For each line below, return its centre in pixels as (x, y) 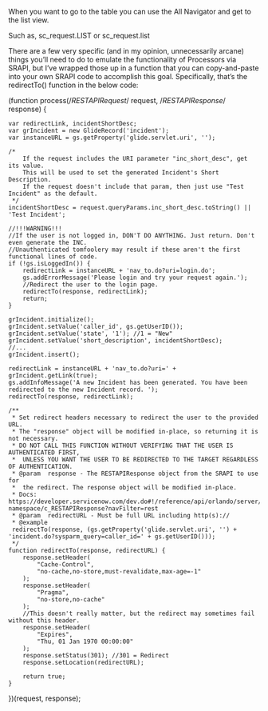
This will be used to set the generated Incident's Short (121, 173)
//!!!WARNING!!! (35, 229)
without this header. (44, 621)
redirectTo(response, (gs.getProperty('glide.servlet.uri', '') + (124, 529)
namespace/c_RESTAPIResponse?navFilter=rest (83, 509)
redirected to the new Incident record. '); (83, 389)
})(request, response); (45, 698)
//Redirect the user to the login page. (91, 285)
